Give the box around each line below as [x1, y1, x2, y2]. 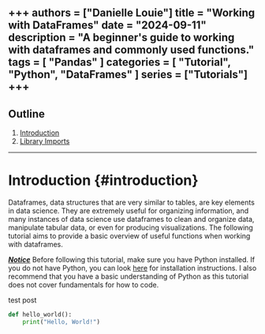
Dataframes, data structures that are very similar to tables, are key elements [8, 197, 255, 208]
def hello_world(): [8, 311, 73, 319]
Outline [8, 107, 45, 121]
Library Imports [19, 137, 70, 146]
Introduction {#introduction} [8, 171, 199, 190]
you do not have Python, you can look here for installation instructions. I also [8, 264, 257, 273]
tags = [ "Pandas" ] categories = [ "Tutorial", [8, 55, 231, 69]
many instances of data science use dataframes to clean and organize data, [8, 215, 255, 224]
